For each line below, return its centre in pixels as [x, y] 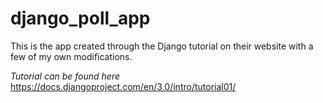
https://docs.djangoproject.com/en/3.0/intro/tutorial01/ [123, 86]
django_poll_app [80, 18]
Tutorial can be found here [65, 76]
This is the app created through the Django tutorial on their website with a [162, 46]
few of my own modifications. [71, 56]
